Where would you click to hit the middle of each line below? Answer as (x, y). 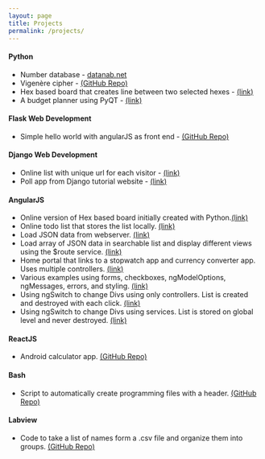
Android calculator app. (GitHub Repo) (83, 357)
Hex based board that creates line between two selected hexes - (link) (137, 91)
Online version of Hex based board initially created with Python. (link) (134, 217)
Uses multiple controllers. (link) (72, 269)
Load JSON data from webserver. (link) (85, 235)
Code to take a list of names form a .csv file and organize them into (131, 438)
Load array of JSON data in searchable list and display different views (136, 243)
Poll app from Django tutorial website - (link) (93, 181)
